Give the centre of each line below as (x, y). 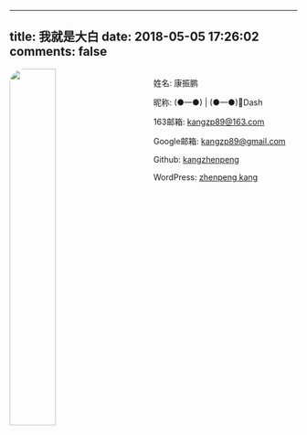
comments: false (58, 52)
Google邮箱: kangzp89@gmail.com (219, 141)
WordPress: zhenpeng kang (206, 177)
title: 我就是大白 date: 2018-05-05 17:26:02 (134, 37)
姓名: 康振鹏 (175, 82)
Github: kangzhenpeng (196, 159)
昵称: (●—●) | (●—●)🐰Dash (208, 102)
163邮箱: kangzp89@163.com (209, 122)
